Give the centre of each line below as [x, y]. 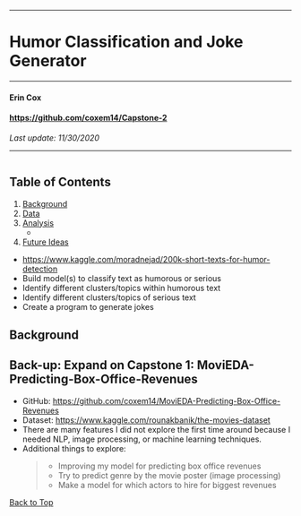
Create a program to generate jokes [88, 306]
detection [40, 269]
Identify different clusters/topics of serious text [109, 297]
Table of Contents [60, 182]
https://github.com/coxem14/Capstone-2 [88, 118]
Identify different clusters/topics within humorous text [121, 288]
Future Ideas [45, 242]
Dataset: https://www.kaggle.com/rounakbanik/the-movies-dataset [146, 420]
